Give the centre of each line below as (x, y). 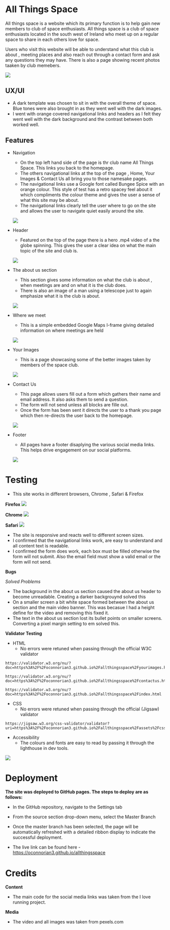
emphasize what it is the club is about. (60, 296)
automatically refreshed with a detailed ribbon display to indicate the (84, 832)
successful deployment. (38, 837)
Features (19, 140)
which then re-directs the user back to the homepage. (76, 415)
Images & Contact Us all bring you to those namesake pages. (84, 179)
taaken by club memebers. (33, 65)
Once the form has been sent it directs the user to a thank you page (91, 410)
